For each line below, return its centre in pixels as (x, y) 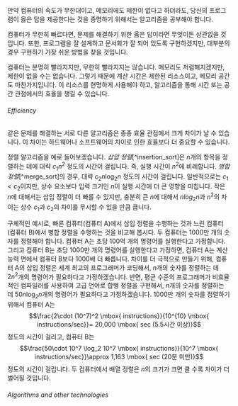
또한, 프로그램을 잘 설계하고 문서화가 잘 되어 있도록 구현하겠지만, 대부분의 (129, 43)
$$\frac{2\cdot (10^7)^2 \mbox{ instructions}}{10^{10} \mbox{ (119, 316)
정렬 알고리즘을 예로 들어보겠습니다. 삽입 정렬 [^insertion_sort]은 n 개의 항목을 (114, 157)
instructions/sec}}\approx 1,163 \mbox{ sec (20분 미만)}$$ (119, 356)
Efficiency (22, 110)
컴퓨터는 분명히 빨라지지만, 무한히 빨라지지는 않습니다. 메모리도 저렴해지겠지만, (116, 67)
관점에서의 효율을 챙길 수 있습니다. (62, 94)
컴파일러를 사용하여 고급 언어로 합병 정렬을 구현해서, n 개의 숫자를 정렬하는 (122, 286)
